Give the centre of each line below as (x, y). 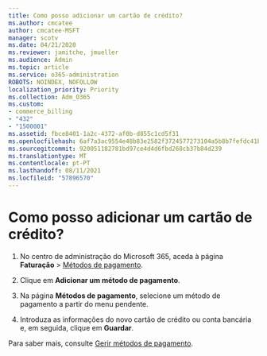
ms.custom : (26, 104)
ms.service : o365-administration (64, 75)
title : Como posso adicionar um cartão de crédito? (95, 15)
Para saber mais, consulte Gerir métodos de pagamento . (101, 343)
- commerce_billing (41, 112)
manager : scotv (33, 38)
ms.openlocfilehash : (43, 141)
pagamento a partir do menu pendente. (84, 304)
